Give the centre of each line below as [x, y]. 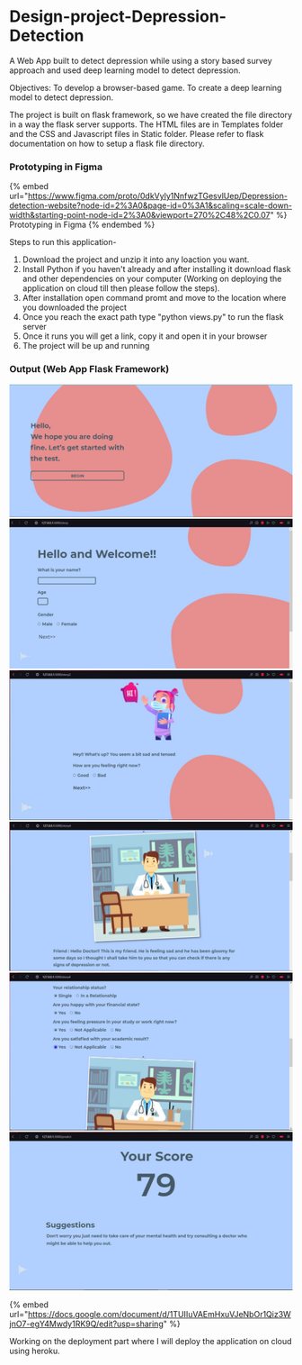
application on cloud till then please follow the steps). [121, 288]
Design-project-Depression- [118, 17]
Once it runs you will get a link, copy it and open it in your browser [145, 336]
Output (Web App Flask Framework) [89, 369]
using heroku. [35, 1351]
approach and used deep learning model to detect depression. [125, 70]
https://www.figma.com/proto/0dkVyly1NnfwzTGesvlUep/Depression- [157, 196]
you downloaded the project [75, 307]
